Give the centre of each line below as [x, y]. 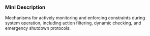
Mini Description [25, 7]
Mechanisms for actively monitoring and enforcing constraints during [75, 18]
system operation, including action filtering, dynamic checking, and [73, 23]
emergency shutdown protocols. [38, 28]
